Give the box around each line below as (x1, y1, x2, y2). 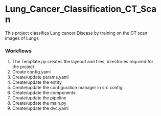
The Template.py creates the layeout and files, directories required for (12, 59, 154, 65)
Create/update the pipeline (12, 95, 67, 101)
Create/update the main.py (12, 100, 67, 106)
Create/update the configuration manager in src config (12, 85, 123, 91)
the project (12, 64, 34, 70)
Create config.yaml (12, 69, 51, 75)
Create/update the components (12, 90, 76, 96)
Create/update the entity (12, 79, 62, 85)
